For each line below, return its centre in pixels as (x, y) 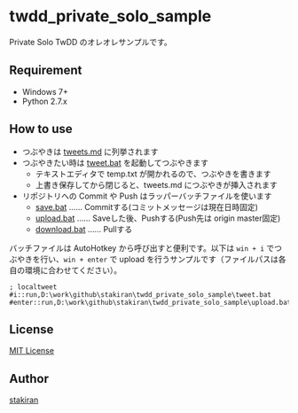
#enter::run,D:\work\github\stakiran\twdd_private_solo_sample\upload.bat (150, 302)
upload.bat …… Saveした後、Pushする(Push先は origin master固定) (158, 218)
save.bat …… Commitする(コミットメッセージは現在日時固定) (147, 206)
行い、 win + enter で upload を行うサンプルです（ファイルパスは (159, 259)
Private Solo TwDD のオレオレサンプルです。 (90, 42)
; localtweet (33, 287)
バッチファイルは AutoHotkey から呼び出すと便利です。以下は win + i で (142, 248)
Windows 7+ (45, 91)
